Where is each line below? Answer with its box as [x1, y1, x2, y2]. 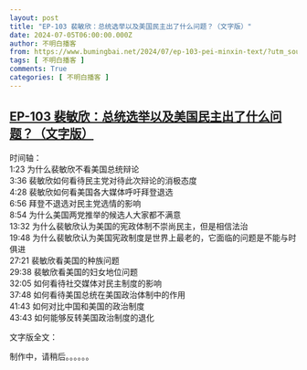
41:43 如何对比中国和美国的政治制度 [9, 301, 145, 312]
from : [9, 48, 30, 57]
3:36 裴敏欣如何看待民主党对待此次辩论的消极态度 [9, 174, 197, 185]
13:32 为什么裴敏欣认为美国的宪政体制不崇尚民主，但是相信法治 [9, 220, 249, 231]
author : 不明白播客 [9, 38, 77, 48]
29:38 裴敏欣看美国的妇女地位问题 [9, 266, 139, 277]
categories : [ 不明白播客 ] [9, 73, 110, 82]
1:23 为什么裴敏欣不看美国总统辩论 [9, 164, 140, 174]
